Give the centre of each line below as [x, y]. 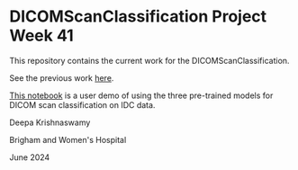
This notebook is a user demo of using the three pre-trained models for [141, 95]
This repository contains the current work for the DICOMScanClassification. [149, 60]
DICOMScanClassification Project [138, 17]
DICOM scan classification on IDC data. [82, 104]
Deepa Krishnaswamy [50, 122]
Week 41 [41, 36]
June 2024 [30, 157]
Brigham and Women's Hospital [68, 139]
